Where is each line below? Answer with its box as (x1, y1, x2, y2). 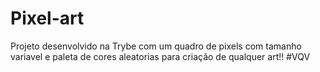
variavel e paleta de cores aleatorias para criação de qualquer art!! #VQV (10, 50, 311, 62)
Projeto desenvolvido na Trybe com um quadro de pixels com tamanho (10, 40, 302, 52)
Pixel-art (10, 7, 85, 30)
